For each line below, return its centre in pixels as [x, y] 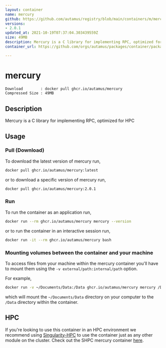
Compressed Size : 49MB [30, 93]
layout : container [24, 10]
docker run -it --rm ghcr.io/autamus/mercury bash [58, 240]
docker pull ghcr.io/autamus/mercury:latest [52, 170]
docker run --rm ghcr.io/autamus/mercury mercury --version [68, 221]
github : [13, 19]
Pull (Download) [25, 150]
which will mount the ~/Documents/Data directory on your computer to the [80, 297]
